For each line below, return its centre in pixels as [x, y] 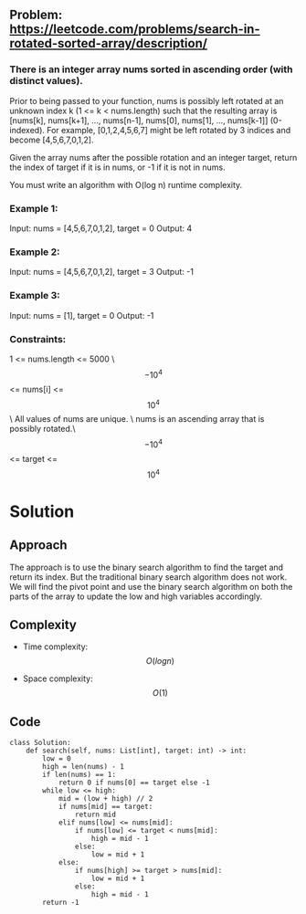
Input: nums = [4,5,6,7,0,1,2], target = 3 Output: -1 [102, 272]
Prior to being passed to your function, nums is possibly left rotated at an [147, 100]
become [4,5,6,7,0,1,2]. [52, 140]
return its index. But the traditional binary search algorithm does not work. [148, 577]
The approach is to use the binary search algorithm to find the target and [147, 567]
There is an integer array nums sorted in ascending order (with [151, 69]
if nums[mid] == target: [106, 807]
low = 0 [57, 759]
